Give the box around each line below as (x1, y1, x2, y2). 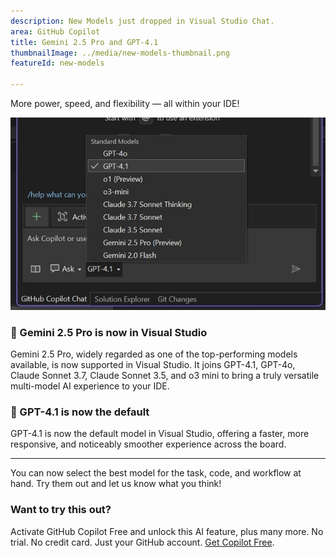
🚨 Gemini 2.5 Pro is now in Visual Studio (10, 325, 208, 339)
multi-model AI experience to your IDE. (10, 380, 170, 392)
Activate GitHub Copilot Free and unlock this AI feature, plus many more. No (10, 525, 324, 537)
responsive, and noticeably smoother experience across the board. (10, 438, 287, 450)
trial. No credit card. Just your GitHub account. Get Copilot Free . (10, 536, 275, 548)
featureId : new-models (10, 58, 105, 69)
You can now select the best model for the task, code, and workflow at (10, 467, 302, 479)
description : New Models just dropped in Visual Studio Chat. (10, 16, 275, 26)
